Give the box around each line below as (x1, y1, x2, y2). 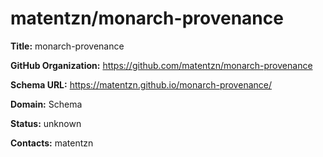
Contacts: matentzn (10, 137, 94, 149)
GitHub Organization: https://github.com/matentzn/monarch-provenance (10, 59, 313, 71)
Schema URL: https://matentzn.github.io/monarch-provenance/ (10, 78, 272, 91)
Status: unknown (10, 117, 82, 129)
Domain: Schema (10, 98, 83, 110)
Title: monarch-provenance (10, 40, 125, 52)
